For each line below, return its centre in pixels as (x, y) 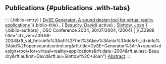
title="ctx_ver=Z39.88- (28, 35)
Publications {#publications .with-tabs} (68, 8)
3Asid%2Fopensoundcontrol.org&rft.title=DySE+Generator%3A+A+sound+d (83, 45)
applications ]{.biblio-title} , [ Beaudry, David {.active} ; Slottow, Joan (75, 25)
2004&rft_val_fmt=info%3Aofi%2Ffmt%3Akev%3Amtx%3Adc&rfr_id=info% (83, 41)
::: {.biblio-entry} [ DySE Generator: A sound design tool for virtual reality (79, 20)
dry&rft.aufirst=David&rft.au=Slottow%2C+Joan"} (56, 56)
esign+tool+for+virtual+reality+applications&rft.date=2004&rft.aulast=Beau (82, 51)
